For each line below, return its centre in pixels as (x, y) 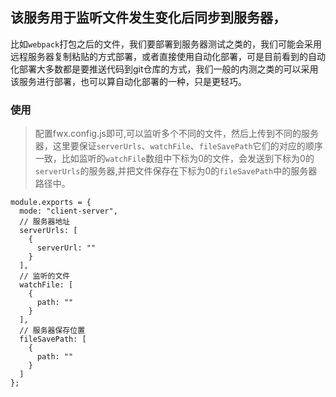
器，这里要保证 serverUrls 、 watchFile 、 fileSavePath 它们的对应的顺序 (178, 146)
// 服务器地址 (45, 222)
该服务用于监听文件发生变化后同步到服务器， (148, 18)
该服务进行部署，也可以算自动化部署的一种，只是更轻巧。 (128, 81)
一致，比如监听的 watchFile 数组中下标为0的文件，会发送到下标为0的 (174, 159)
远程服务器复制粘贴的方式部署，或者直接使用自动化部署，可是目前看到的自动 (168, 56)
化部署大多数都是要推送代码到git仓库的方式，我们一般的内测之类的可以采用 (164, 69)
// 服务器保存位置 (52, 331)
